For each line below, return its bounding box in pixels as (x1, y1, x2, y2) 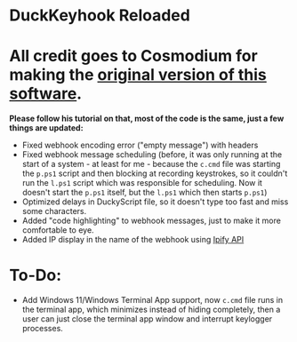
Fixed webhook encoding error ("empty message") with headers (21, 139, 259, 151)
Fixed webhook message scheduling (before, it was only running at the (21, 149, 283, 160)
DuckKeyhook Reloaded (9, 5, 191, 26)
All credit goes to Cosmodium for (9, 46, 258, 67)
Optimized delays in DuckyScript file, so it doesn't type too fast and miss (21, 196, 289, 207)
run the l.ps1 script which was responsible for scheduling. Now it (21, 178, 262, 188)
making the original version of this (9, 65, 267, 85)
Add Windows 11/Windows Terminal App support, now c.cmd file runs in (21, 295, 283, 306)
